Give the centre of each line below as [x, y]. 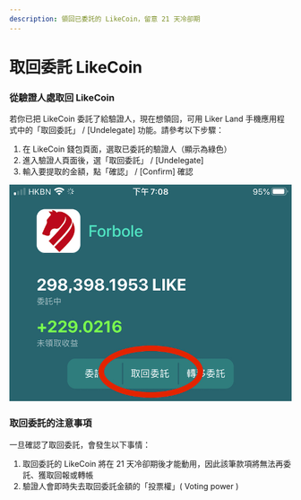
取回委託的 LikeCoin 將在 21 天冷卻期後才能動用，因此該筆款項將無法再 [153, 463]
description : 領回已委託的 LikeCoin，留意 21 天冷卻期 [105, 19]
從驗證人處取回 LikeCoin [62, 97]
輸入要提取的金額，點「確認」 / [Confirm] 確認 [108, 171]
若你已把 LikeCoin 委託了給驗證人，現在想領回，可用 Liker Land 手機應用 [143, 119]
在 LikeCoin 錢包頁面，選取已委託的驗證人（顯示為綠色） [127, 149]
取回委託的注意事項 [51, 424]
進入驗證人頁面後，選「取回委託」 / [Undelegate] [113, 161]
